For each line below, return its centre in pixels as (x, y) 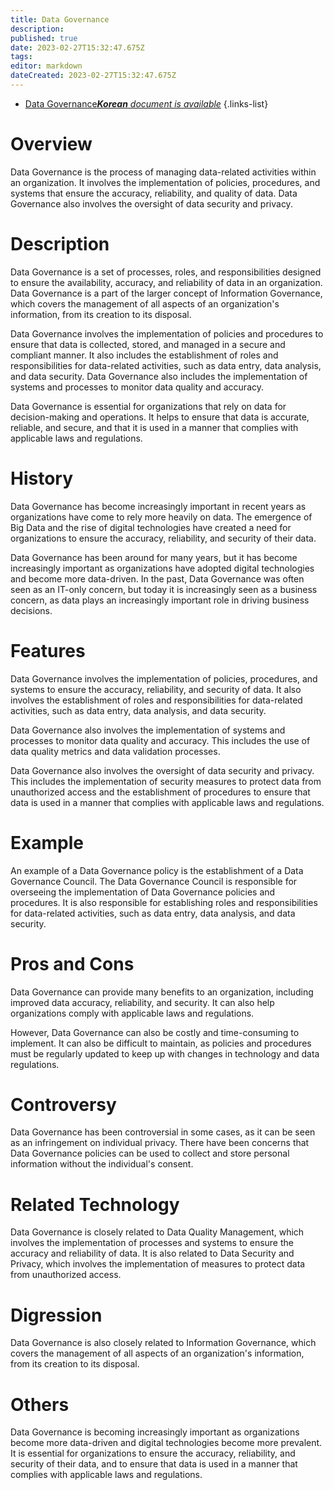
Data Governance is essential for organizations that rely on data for (148, 406)
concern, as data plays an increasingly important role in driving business (160, 600)
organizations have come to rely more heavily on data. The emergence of (161, 517)
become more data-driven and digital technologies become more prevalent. (166, 1443)
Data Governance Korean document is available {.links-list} (146, 103)
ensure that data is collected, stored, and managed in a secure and (148, 344)
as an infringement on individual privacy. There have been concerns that (160, 1143)
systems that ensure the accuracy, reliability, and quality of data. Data (154, 193)
